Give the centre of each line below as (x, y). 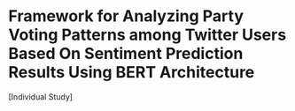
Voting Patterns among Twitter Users (147, 35)
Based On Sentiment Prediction (126, 54)
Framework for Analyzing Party (126, 16)
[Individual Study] (40, 96)
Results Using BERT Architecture (132, 73)
